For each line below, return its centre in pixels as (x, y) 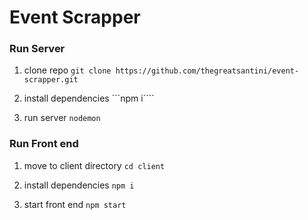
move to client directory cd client (94, 165)
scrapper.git (51, 80)
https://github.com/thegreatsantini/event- (207, 71)
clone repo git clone (67, 70)
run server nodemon (62, 118)
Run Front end (44, 144)
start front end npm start (75, 204)
